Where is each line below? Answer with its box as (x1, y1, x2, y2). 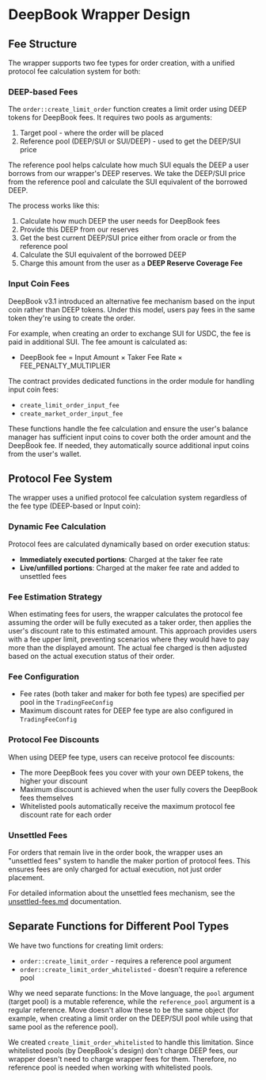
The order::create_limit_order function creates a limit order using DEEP (8, 105, 247, 114)
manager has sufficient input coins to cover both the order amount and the (8, 432, 252, 442)
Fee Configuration (8, 671, 79, 682)
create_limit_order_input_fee (19, 401, 120, 409)
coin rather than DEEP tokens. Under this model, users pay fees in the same (8, 304, 256, 314)
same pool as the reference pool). (8, 1021, 119, 1032)
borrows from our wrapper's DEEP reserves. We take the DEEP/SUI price (8, 169, 245, 178)
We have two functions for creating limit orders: (8, 940, 164, 950)
